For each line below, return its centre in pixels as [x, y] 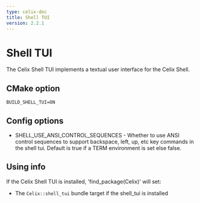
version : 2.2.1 [25, 23]
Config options [35, 121]
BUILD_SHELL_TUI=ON [31, 102]
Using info [26, 167]
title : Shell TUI [28, 17]
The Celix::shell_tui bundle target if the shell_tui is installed [92, 193]
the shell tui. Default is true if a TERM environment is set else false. [98, 148]
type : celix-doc [27, 12]
